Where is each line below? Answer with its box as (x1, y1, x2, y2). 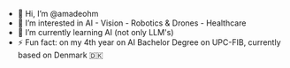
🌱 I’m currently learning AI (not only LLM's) (17, 27, 174, 37)
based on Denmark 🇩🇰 (17, 49, 103, 60)
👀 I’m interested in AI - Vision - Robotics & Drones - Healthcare (17, 18, 247, 28)
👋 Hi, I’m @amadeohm (17, 9, 99, 19)
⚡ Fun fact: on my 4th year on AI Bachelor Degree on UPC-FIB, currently (17, 37, 281, 48)
